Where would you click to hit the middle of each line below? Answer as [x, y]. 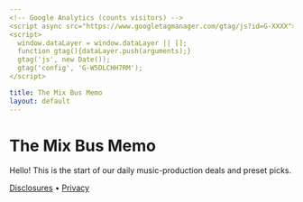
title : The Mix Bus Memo [56, 92]
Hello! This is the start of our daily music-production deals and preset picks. [150, 170]
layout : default [40, 101]
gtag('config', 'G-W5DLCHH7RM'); [80, 69]
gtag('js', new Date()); [64, 60]
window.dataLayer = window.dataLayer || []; [102, 43]
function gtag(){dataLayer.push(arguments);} [105, 51]
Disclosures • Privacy [50, 188]
